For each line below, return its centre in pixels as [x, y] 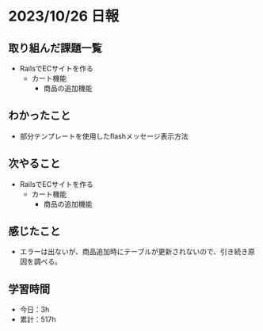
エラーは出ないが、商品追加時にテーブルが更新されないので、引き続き [134, 252]
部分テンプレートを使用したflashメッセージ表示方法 [104, 136]
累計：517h [38, 320]
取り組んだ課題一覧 [55, 48]
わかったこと [40, 116]
